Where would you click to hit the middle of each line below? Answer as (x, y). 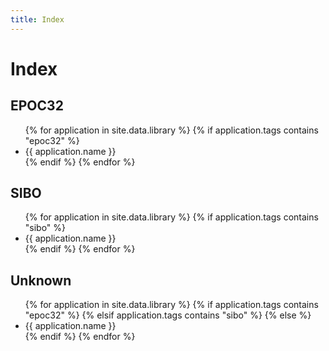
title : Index (37, 19)
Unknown (41, 280)
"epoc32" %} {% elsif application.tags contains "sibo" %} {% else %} (168, 315)
